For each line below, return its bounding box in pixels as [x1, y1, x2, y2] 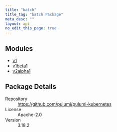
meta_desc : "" [5, 16, 35, 21]
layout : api [5, 21, 30, 26]
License [5, 106, 21, 112]
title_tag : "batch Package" [5, 12, 64, 17]
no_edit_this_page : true [5, 26, 57, 31]
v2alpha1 [12, 68, 31, 74]
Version [5, 117, 21, 123]
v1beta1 [12, 63, 28, 69]
